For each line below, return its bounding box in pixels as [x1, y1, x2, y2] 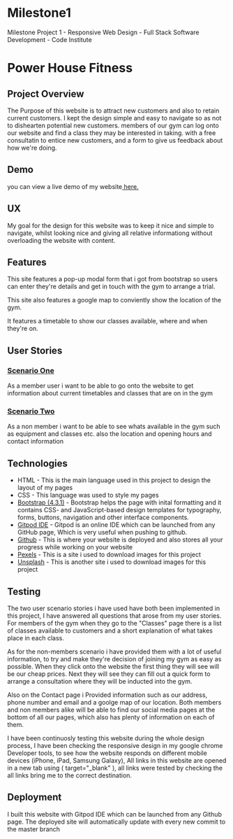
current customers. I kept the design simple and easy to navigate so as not [7, 113, 222, 122]
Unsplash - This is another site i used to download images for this [17, 558, 206, 566]
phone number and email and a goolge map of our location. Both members [7, 698, 222, 706]
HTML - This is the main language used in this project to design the [17, 476, 211, 484]
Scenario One [7, 365, 54, 375]
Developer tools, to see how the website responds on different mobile [7, 749, 207, 757]
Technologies [7, 457, 68, 470]
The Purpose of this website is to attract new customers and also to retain [7, 106, 220, 115]
